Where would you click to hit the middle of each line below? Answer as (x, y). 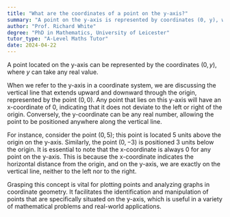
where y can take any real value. (53, 72)
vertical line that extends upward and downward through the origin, (102, 92)
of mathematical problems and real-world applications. (85, 206)
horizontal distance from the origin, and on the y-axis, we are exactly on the (114, 164)
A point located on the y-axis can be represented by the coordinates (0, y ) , (112, 65)
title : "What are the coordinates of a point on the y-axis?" (98, 13)
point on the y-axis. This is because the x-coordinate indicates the (100, 157)
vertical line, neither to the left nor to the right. (72, 171)
